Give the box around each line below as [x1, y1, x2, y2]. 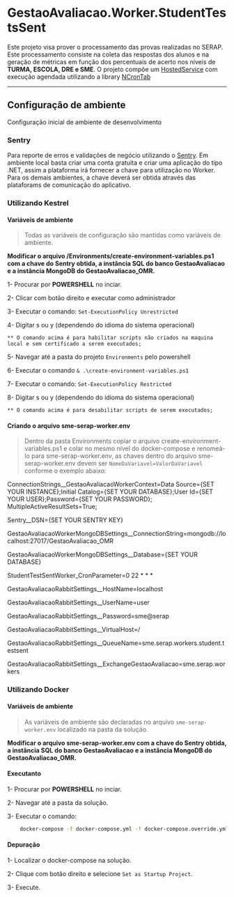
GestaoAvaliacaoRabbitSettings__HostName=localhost [7, 585, 164, 593]
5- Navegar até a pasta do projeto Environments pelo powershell [7, 353, 191, 361]
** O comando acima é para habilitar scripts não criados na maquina [7, 334, 214, 341]
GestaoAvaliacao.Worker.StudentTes [7, 5, 226, 21]
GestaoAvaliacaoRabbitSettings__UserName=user [7, 598, 150, 607]
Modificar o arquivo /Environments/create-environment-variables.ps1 [7, 252, 214, 260]
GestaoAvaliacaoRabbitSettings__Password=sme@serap [7, 612, 169, 621]
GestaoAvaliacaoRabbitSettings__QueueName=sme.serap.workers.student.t [7, 639, 225, 647]
